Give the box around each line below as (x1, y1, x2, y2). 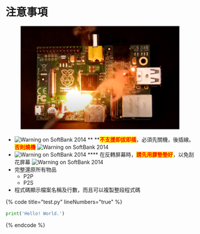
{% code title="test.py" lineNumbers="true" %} (5, 199, 123, 206)
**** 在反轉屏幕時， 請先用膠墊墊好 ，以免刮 (87, 151, 194, 158)
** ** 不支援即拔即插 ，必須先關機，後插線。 (87, 136, 194, 143)
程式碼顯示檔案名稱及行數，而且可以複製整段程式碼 (14, 187, 141, 194)
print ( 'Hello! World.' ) (5, 211, 65, 217)
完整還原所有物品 (14, 166, 57, 173)
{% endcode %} (5, 221, 46, 229)
